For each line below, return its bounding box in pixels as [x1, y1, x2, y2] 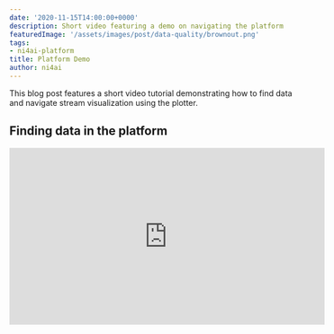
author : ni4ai [9, 64, 63, 73]
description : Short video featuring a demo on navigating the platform [9, 22, 284, 31]
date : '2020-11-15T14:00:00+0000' [9, 13, 140, 22]
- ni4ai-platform [9, 47, 75, 56]
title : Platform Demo [9, 55, 91, 64]
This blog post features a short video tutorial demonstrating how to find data [9, 87, 293, 99]
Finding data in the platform [9, 123, 168, 139]
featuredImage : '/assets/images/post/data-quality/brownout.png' [9, 30, 259, 39]
